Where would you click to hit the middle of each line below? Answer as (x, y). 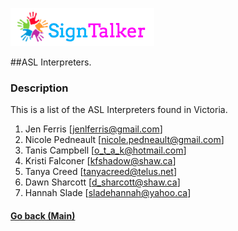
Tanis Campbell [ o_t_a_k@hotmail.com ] (105, 150)
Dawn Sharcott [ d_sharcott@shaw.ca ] (102, 182)
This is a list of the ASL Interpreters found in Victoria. (119, 110)
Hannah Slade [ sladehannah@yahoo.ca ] (108, 193)
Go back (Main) (43, 215)
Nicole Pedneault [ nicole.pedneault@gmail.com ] (124, 140)
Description (39, 88)
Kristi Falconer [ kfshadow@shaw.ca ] (100, 161)
